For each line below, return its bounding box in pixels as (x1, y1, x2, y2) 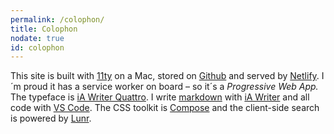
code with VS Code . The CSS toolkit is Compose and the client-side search (10, 102, 320, 114)
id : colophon (10, 42, 65, 53)
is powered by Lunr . (10, 112, 92, 125)
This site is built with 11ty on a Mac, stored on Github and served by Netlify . (10, 70, 320, 82)
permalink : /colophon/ (10, 14, 105, 25)
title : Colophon (10, 24, 78, 34)
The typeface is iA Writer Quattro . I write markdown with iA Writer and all (10, 91, 310, 103)
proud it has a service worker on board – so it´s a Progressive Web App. (23, 81, 319, 93)
